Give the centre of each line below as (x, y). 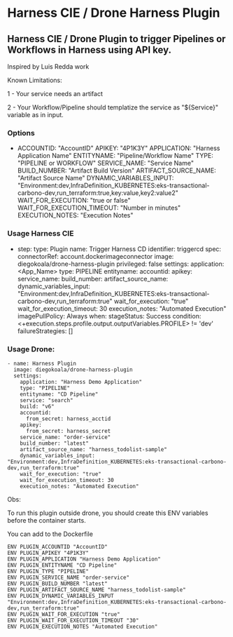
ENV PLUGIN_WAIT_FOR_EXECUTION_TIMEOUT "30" (73, 620)
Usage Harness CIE (41, 234)
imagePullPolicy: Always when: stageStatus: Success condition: (109, 316)
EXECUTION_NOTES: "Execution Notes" (75, 215)
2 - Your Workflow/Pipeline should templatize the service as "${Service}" (113, 107)
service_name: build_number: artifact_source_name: (93, 279)
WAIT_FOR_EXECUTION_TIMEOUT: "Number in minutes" (99, 208)
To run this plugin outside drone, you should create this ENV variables (108, 513)
